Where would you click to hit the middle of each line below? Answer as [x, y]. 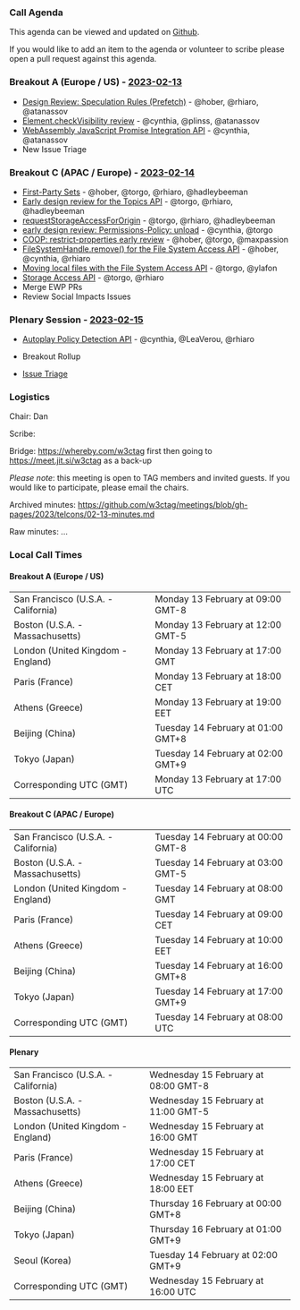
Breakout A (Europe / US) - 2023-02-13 [96, 82]
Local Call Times [46, 555]
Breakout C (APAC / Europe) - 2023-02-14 [102, 172]
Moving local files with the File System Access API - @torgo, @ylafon [150, 268]
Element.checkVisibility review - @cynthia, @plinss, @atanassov [141, 120]
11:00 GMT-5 [179, 1112]
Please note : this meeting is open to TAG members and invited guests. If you [150, 478]
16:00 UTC [173, 1292]
